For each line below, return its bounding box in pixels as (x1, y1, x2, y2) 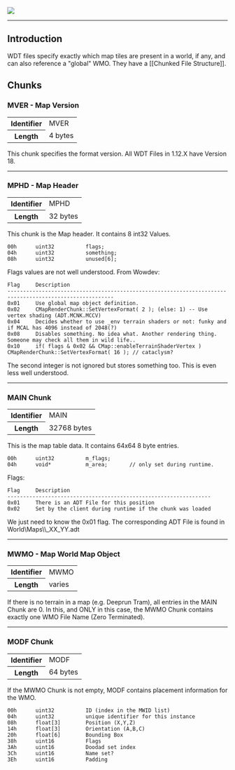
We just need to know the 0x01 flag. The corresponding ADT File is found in (7, 518, 225, 526)
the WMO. (7, 693, 36, 701)
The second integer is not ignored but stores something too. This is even (7, 361, 217, 370)
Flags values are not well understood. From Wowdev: (7, 267, 160, 276)
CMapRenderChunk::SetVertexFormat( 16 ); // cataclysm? (7, 349, 173, 356)
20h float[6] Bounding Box (7, 731, 124, 738)
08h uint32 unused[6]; (7, 255, 117, 262)
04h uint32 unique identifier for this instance (7, 712, 196, 720)
